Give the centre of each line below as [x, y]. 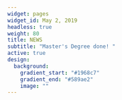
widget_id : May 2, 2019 [43, 20]
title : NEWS [25, 40]
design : [19, 60]
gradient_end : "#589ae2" [57, 79]
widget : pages [28, 14]
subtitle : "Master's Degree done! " [61, 46]
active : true [27, 54]
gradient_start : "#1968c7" [60, 73]
